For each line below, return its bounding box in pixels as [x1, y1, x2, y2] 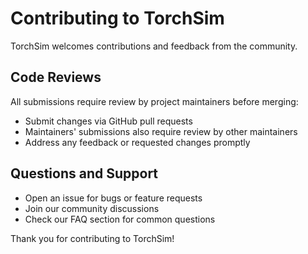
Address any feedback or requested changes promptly [24, 136, 251, 148]
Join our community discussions [24, 202, 160, 214]
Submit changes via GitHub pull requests [24, 115, 193, 127]
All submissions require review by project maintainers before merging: [10, 95, 299, 107]
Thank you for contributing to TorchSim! [10, 232, 175, 244]
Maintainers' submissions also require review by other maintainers [24, 125, 298, 137]
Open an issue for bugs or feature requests [24, 192, 203, 204]
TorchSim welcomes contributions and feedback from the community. [10, 40, 298, 52]
